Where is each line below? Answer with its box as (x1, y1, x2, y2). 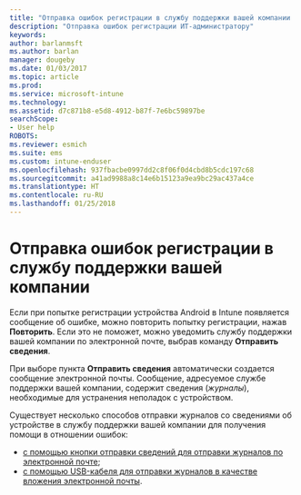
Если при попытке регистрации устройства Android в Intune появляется (9, 306, 289, 318)
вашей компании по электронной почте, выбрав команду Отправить (9, 335, 279, 346)
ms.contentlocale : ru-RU (9, 191, 104, 200)
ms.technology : (9, 97, 67, 107)
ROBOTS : (9, 132, 39, 141)
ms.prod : (9, 81, 43, 90)
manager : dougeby (9, 55, 75, 64)
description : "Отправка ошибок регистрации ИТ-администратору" (9, 22, 255, 31)
